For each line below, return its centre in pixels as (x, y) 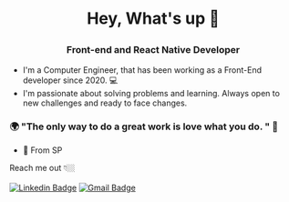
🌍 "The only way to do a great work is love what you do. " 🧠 (144, 126)
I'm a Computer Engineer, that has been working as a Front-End (142, 70)
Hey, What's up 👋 (153, 19)
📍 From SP (42, 150)
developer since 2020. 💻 (70, 80)
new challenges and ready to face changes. (105, 103)
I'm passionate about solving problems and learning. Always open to (151, 93)
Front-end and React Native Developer (153, 50)
